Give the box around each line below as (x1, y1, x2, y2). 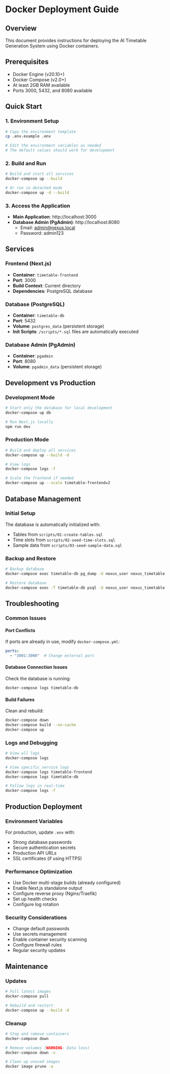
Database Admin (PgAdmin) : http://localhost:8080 (12, 219, 120, 226)
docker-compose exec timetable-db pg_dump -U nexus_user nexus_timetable (5, 571, 165, 576)
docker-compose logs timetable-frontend (5, 769, 93, 775)
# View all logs (5, 751, 40, 756)
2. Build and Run (5, 160, 47, 167)
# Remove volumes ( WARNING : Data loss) (5, 1045, 90, 1051)
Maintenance (5, 962, 48, 970)
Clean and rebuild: (5, 708, 44, 714)
